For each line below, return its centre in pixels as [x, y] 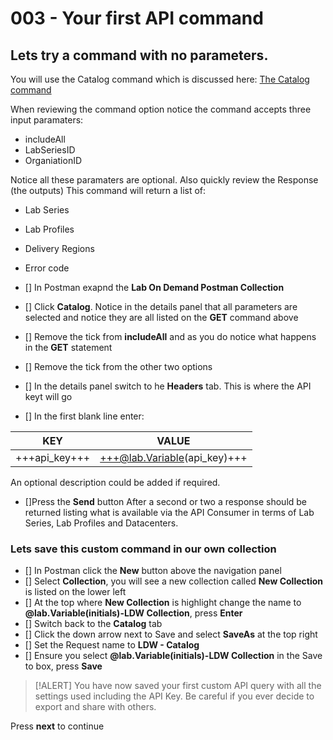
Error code [47, 268]
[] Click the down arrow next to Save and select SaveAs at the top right [171, 634]
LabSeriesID [50, 150]
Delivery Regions [59, 248]
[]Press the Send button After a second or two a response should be [166, 501]
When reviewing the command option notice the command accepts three [161, 109]
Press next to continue [57, 726]
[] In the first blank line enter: [84, 416]
